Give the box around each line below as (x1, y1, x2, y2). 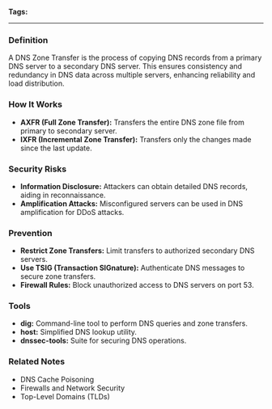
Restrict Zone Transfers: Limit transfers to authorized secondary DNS (19, 246, 255, 255)
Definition (8, 34, 49, 45)
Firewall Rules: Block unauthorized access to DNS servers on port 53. (19, 280, 254, 290)
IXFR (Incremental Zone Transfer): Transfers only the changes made (19, 134, 252, 144)
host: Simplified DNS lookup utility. (19, 327, 138, 337)
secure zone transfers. (19, 272, 96, 281)
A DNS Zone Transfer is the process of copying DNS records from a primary (8, 53, 262, 63)
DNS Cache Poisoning (19, 374, 95, 384)
